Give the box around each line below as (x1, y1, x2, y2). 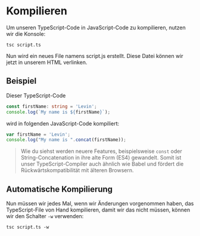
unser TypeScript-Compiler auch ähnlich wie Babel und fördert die (20, 160, 184, 168)
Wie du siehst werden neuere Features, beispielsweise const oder (20, 148, 183, 155)
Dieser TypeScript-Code (6, 91, 66, 99)
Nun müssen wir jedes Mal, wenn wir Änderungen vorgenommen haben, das (6, 200, 194, 207)
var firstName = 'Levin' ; (6, 131, 70, 137)
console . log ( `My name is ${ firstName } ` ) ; (6, 109, 111, 115)
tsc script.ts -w (6, 224, 49, 231)
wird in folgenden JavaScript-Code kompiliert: (6, 119, 120, 127)
